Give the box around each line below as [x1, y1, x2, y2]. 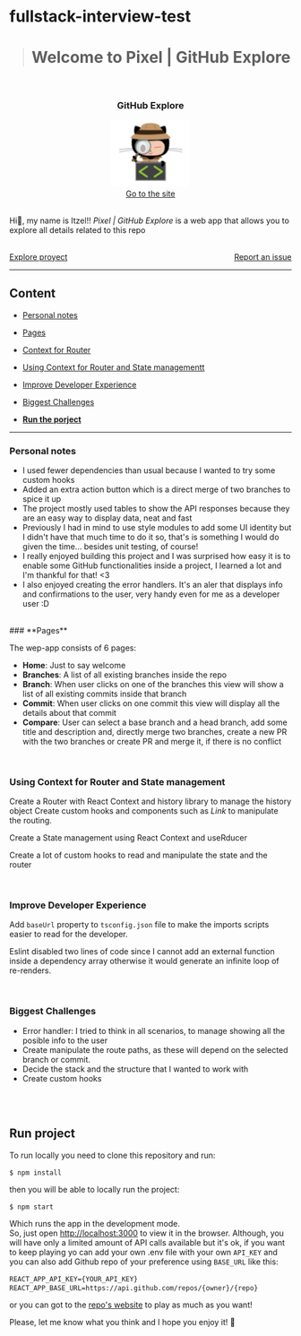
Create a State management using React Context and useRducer [9, 832, 248, 843]
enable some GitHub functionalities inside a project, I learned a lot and [21, 560, 282, 571]
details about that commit [21, 707, 116, 718]
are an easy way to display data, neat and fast [21, 513, 193, 523]
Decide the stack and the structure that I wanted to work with [21, 1064, 249, 1074]
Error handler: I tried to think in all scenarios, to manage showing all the [21, 1025, 285, 1036]
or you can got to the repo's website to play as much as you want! [9, 1299, 253, 1310]
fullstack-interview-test [9, 6, 191, 27]
